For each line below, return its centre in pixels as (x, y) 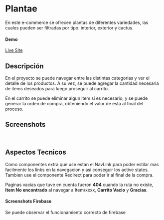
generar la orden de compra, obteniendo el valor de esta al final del (74, 103)
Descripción (24, 66)
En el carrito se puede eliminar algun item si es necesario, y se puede (77, 98)
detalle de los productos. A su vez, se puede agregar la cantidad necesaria (82, 83)
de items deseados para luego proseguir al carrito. (57, 88)
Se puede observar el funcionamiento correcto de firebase (66, 212)
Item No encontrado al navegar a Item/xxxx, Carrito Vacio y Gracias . (77, 190)
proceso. (14, 109)
